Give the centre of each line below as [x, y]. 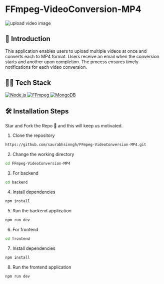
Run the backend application [42, 210]
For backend [25, 173]
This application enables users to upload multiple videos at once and [76, 51]
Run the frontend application [42, 267]
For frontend [25, 229]
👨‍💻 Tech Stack [28, 83]
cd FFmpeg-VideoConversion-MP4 [38, 164]
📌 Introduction [28, 39]
